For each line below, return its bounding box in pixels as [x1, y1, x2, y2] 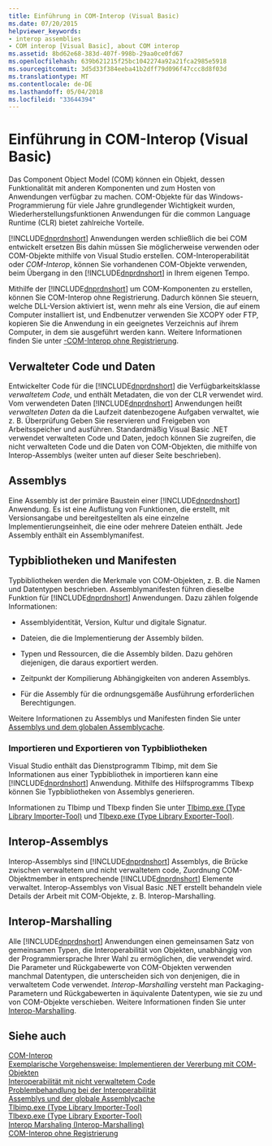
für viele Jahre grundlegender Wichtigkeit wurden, [66, 200, 235, 210]
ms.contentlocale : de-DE [8, 80, 93, 88]
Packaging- [225, 979, 265, 990]
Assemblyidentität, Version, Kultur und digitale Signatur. [19, 617, 207, 627]
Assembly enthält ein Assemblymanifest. [8, 530, 145, 540]
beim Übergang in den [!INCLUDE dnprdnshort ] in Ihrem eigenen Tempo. [8, 268, 250, 278]
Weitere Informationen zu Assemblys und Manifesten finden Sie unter [8, 714, 241, 723]
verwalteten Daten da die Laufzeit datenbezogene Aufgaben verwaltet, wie [8, 407, 260, 416]
